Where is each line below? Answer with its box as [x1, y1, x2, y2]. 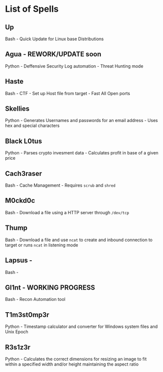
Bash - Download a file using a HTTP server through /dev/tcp [5, 209, 129, 215]
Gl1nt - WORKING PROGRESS [5, 283, 95, 292]
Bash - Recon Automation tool [5, 297, 66, 302]
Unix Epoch [5, 329, 28, 335]
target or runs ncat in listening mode [5, 242, 78, 248]
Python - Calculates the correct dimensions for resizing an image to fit [5, 356, 147, 362]
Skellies [5, 104, 30, 113]
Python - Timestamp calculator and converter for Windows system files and [5, 323, 158, 329]
